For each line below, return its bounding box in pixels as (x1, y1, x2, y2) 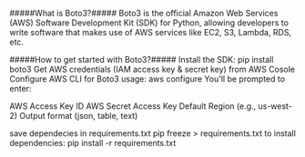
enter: (9, 83, 32, 93)
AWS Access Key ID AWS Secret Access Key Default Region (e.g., (9, 101, 257, 112)
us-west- (258, 101, 293, 112)
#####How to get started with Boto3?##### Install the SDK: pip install (9, 54, 274, 64)
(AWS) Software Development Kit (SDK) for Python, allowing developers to (9, 17, 290, 28)
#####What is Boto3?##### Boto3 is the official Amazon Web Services (9, 8, 279, 18)
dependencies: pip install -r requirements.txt (9, 138, 177, 148)
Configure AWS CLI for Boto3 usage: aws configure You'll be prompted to (9, 74, 285, 84)
